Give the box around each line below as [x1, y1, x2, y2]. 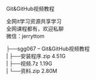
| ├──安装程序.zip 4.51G [6, 53, 66, 59]
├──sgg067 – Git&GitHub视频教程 [6, 45, 90, 52]
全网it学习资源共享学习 [6, 18, 61, 25]
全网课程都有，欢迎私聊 [6, 25, 64, 32]
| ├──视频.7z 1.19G [6, 60, 52, 67]
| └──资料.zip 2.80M [6, 68, 58, 74]
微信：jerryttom [6, 33, 45, 40]
